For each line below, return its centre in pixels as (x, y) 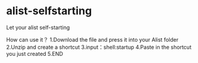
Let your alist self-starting (38, 27)
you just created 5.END (35, 53)
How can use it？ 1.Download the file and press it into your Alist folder (92, 39)
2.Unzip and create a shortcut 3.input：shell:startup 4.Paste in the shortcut (99, 47)
